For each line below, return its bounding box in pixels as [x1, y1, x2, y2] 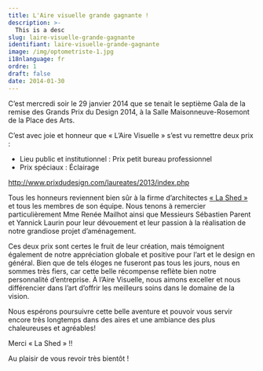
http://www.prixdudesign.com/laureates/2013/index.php [8, 177, 190, 187]
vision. [8, 291, 30, 300]
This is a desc [15, 26, 65, 34]
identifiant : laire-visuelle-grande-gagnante [8, 41, 159, 49]
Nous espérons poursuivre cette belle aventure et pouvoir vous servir [8, 307, 233, 316]
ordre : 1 [8, 63, 37, 71]
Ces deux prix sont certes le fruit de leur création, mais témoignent [8, 241, 225, 251]
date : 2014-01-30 [8, 77, 65, 85]
